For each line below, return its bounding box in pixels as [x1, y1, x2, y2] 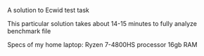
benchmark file [7, 27, 51, 35]
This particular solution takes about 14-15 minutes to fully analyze [7, 20, 197, 27]
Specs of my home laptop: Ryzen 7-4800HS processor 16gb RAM [7, 41, 198, 48]
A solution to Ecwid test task [7, 6, 90, 14]
